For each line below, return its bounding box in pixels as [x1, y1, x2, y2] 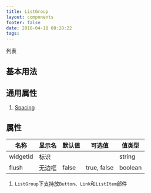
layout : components [6, 14, 54, 20]
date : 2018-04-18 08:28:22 [6, 25, 72, 31]
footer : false [6, 19, 41, 25]
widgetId [9, 152, 33, 161]
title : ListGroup [6, 8, 49, 15]
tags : [6, 31, 19, 36]
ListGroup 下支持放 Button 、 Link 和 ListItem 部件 [14, 180, 127, 187]
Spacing [14, 104, 35, 111]
